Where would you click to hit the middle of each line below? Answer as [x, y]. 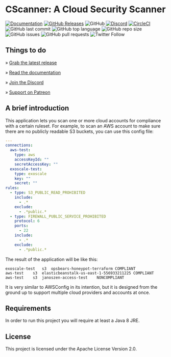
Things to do [26, 50]
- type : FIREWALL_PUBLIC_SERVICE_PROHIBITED [58, 216]
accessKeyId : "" [32, 160]
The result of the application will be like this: [52, 259]
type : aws [25, 155]
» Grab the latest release [31, 63]
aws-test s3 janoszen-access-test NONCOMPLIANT [65, 278]
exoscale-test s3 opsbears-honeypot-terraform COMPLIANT [71, 268]
